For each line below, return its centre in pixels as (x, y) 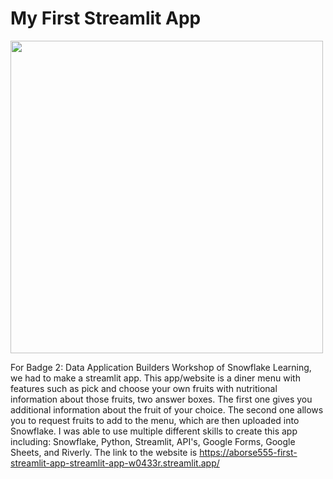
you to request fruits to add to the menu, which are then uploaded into (155, 420)
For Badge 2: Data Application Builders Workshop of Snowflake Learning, (161, 367)
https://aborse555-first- (248, 452)
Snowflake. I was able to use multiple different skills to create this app (154, 431)
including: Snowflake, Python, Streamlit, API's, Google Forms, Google (153, 441)
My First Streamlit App (106, 18)
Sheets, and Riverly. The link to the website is (104, 452)
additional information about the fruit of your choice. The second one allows (167, 409)
